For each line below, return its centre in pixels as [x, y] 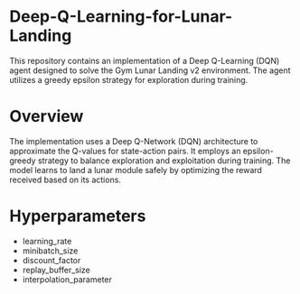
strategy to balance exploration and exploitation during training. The [164, 161]
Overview [47, 117]
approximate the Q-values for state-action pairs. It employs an [125, 151]
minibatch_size [50, 251]
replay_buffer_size [56, 270]
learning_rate [47, 241]
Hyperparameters [78, 216]
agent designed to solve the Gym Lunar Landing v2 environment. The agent [150, 70]
